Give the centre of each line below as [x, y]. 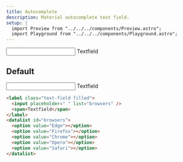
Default [20, 71]
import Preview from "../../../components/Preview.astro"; [87, 28]
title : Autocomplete [32, 12]
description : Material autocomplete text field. [68, 17]
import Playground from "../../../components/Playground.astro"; [95, 34]
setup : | [17, 23]
